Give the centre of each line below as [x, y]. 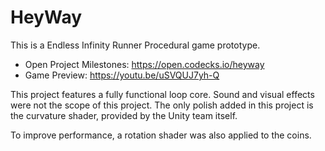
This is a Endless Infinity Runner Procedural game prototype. [135, 45]
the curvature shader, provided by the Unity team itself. [124, 115]
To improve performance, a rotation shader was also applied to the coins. [161, 135]
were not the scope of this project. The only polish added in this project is [162, 105]
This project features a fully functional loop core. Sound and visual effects [162, 94]
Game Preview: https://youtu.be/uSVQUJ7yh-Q [122, 75]
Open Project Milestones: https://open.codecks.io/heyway [144, 64]
